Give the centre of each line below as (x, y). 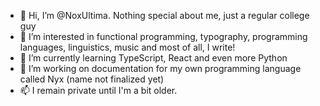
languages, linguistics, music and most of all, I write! (127, 47)
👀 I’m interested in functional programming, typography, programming (163, 36)
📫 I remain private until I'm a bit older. (98, 90)
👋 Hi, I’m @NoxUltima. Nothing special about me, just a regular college (164, 15)
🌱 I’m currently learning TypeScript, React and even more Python (153, 58)
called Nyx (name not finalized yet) (92, 79)
